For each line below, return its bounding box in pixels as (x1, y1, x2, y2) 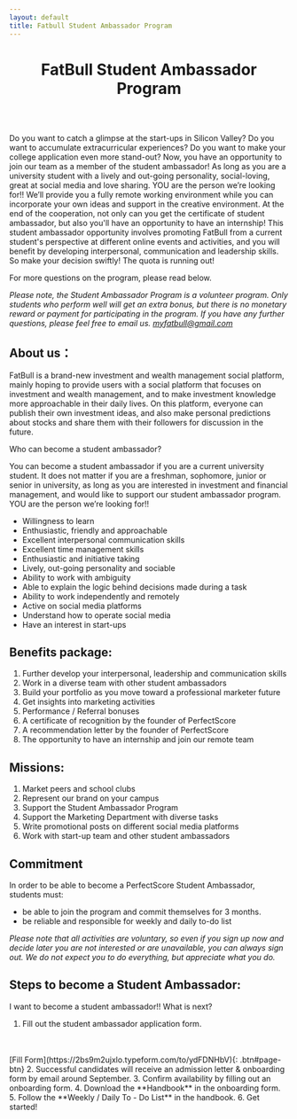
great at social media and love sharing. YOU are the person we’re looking (9, 179, 276, 191)
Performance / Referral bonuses (21, 706, 140, 716)
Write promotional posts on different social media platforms (21, 821, 239, 832)
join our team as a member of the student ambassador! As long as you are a (9, 160, 286, 171)
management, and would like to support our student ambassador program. (9, 489, 282, 499)
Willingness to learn (21, 515, 95, 526)
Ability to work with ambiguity (21, 572, 131, 583)
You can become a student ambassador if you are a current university (9, 460, 264, 471)
